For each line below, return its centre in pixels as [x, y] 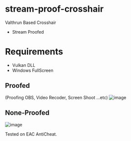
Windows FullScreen [33, 70]
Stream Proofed [28, 32]
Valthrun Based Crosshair [31, 22]
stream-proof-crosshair [54, 9]
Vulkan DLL [24, 65]
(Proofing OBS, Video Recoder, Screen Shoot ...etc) [56, 97]
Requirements [34, 52]
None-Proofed [27, 113]
